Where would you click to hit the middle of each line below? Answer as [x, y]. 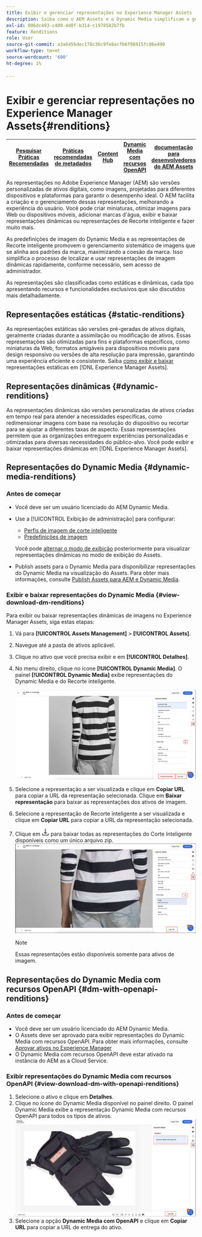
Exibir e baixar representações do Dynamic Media [80, 594]
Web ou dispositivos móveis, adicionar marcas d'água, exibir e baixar [92, 215]
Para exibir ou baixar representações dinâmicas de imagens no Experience [99, 615]
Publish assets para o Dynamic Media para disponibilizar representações [105, 566]
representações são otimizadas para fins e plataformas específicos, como [98, 342]
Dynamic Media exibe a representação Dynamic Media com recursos [100, 1109]
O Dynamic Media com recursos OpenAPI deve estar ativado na [94, 1054]
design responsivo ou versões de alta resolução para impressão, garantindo [100, 354]
